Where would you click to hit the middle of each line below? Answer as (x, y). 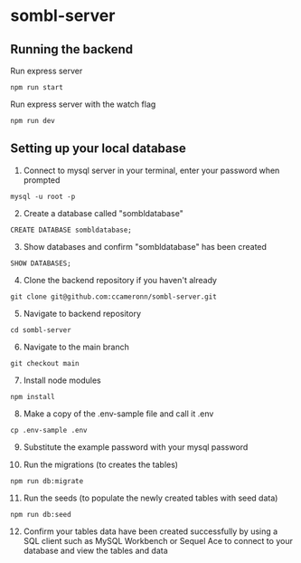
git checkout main (45, 363)
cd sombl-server (41, 330)
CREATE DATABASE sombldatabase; (71, 230)
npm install (33, 396)
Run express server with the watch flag (83, 104)
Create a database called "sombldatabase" (103, 213)
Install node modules (62, 380)
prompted (42, 180)
